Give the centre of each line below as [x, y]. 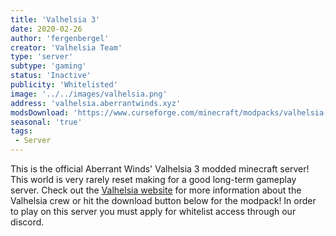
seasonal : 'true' [46, 122]
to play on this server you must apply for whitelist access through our [153, 211]
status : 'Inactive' [51, 76]
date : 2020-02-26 [46, 29]
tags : [21, 131]
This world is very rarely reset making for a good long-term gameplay [153, 179]
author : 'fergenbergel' [60, 38]
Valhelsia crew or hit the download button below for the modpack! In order [163, 200]
